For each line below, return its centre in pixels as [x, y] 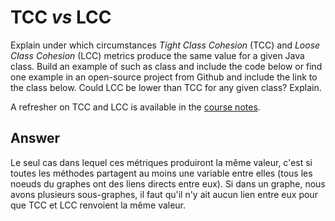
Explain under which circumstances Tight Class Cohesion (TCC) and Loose [165, 45]
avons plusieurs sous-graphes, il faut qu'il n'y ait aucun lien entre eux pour [164, 194]
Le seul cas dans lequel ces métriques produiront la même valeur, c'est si [161, 162]
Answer [35, 138]
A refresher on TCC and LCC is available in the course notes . [135, 107]
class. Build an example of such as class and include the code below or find [166, 66]
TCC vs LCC [61, 17]
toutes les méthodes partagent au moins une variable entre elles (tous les [161, 173]
